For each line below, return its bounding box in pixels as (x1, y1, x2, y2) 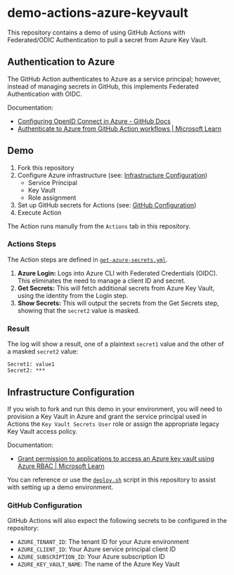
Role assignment (27, 193, 77, 202)
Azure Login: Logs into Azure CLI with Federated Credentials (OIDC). (17, 269, 218, 277)
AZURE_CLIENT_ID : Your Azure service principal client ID (17, 545, 176, 553)
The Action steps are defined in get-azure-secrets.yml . (7, 255, 168, 264)
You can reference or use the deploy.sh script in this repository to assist (7, 475, 216, 484)
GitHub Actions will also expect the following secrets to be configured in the (7, 517, 227, 525)
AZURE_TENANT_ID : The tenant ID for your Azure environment (17, 538, 190, 546)
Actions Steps (7, 239, 56, 249)
